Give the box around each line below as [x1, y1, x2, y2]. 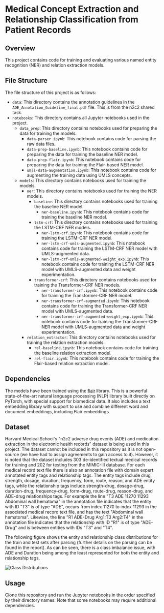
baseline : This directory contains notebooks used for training [34, 198, 158, 204]
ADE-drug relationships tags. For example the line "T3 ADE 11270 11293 [5, 493, 149, 499]
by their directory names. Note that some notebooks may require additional [5, 597, 157, 603]
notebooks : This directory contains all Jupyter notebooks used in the [12, 115, 150, 121]
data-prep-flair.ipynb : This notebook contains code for [26, 156, 141, 162]
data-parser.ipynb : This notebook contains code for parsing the [26, 135, 157, 141]
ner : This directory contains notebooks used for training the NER [26, 188, 157, 194]
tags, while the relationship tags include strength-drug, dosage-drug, [5, 483, 145, 489]
